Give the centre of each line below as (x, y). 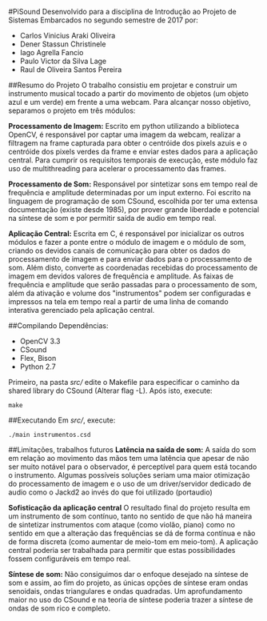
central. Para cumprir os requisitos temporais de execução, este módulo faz (133, 160)
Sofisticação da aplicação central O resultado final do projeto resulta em (129, 508)
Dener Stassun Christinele (63, 44)
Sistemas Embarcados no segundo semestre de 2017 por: (103, 20)
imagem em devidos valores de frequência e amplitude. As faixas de (121, 276)
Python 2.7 (38, 367)
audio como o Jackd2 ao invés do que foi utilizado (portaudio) (111, 492)
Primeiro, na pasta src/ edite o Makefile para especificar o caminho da (124, 382)
